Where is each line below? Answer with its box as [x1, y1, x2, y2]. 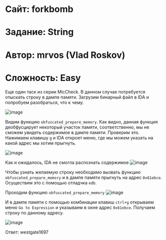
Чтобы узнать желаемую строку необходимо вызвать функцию [5, 169, 141, 175]
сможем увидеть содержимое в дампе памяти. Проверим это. [5, 129, 140, 135]
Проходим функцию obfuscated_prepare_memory [5, 189, 105, 195]
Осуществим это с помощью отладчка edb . [5, 179, 97, 185]
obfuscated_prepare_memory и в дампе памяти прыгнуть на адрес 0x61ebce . [5, 174, 162, 180]
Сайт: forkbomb [5, 3, 74, 15]
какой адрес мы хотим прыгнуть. [5, 140, 76, 146]
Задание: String [5, 26, 74, 38]
